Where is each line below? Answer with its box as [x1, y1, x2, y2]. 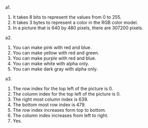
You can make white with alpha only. [12, 61, 90, 66]
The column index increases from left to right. [12, 112, 108, 118]
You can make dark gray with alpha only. [12, 66, 98, 72]
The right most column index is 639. [12, 96, 88, 102]
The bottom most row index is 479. [12, 102, 86, 108]
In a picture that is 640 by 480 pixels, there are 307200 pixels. [12, 25, 143, 31]
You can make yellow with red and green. [12, 50, 99, 56]
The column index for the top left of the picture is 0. [12, 91, 121, 97]
